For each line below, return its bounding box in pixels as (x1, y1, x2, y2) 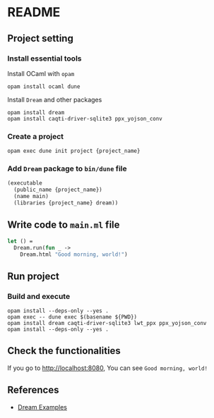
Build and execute (7, 291, 71, 301)
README (7, 4, 61, 20)
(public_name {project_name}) (13, 186, 102, 194)
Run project (7, 270, 60, 282)
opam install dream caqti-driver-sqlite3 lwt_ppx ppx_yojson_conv (7, 320, 207, 327)
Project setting (7, 32, 74, 44)
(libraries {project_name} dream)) (13, 199, 119, 207)
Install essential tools (7, 54, 82, 63)
